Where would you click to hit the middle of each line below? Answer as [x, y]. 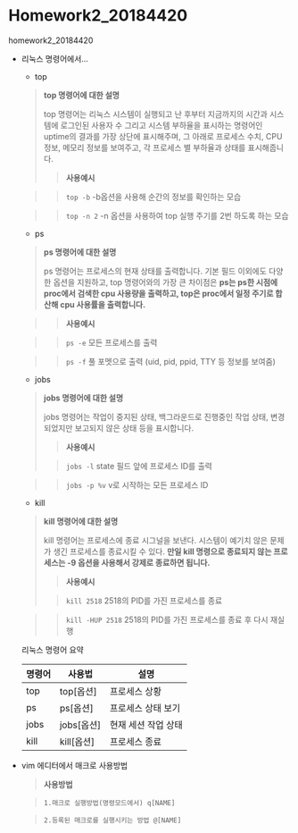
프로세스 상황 [136, 691]
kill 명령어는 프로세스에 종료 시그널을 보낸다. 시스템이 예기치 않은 [156, 540]
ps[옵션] [77, 708]
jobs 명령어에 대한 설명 [83, 398]
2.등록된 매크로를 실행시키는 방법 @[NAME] [112, 820]
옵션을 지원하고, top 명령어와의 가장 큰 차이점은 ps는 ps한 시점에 [166, 282]
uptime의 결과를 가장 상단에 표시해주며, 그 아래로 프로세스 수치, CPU [163, 136]
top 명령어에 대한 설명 [81, 95]
